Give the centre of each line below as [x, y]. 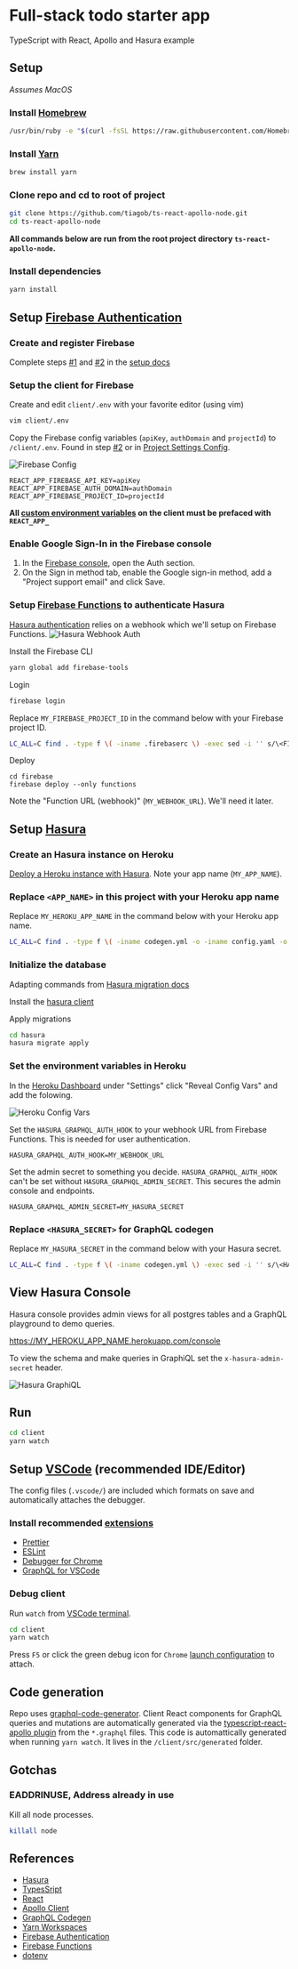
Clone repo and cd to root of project [87, 195]
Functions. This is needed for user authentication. [100, 1139]
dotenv [35, 1956]
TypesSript [42, 1889]
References [42, 1859]
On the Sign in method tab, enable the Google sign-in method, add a [147, 573]
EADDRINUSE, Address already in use [92, 1796]
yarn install [33, 290]
